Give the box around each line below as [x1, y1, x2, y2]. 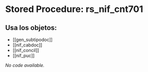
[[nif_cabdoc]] [12, 42, 42, 48]
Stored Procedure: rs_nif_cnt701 [5, 3, 143, 15]
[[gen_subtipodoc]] [12, 36, 53, 42]
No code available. [5, 62, 44, 68]
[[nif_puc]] [12, 52, 35, 58]
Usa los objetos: [5, 23, 57, 32]
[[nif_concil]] [12, 47, 39, 53]
